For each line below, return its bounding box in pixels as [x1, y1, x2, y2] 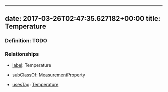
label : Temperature [12, 62, 51, 68]
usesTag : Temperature [12, 81, 59, 87]
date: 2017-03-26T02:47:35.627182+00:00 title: [5, 14, 161, 23]
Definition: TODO [5, 37, 47, 44]
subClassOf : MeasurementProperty [12, 72, 86, 78]
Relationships [5, 51, 39, 58]
